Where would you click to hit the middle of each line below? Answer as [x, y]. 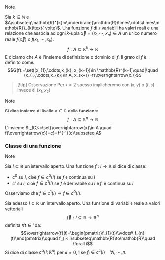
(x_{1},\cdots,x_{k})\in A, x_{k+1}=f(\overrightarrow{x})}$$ [83, 75]
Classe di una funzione [33, 146]
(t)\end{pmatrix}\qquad [34, 238]
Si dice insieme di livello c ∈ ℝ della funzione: [52, 111]
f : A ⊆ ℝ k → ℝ [83, 49]
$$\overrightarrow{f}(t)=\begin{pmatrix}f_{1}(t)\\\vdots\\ [77, 233]
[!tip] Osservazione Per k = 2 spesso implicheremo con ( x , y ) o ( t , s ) [86, 85]
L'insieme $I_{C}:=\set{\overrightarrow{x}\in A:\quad [58, 127]
